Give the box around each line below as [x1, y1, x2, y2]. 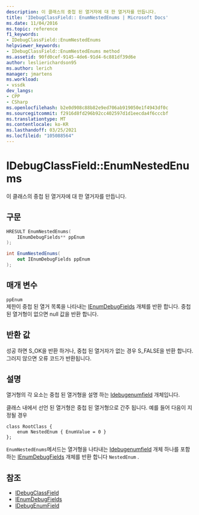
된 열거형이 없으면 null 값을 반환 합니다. [6, 310, 99, 317]
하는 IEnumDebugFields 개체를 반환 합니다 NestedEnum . [6, 453, 139, 460]
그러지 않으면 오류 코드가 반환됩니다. [6, 354, 92, 362]
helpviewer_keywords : [6, 43, 61, 49]
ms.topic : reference [6, 25, 58, 32]
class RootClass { [6, 424, 52, 430]
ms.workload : [6, 76, 39, 82]
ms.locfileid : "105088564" [6, 133, 74, 139]
